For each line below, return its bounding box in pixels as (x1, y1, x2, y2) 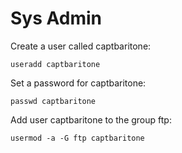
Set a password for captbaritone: (10, 77, 147, 89)
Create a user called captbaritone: (10, 40, 152, 52)
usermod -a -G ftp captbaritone (10, 133, 145, 143)
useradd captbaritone (10, 59, 101, 69)
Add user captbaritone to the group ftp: (10, 113, 172, 126)
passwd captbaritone (10, 96, 97, 106)
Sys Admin (10, 7, 102, 30)
